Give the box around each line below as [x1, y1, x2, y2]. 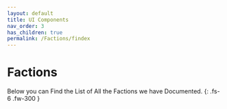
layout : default [7, 10, 53, 17]
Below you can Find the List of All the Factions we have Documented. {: [7, 87, 209, 95]
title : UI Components [7, 16, 69, 23]
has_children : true [7, 29, 63, 36]
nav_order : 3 [7, 22, 45, 29]
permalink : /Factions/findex [7, 35, 91, 42]
